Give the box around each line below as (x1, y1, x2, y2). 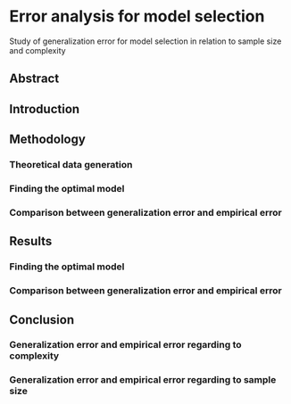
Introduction (9, 101, 80, 117)
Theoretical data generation (9, 159, 133, 171)
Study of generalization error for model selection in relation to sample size (9, 36, 282, 46)
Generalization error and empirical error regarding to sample (9, 374, 277, 386)
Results (9, 234, 53, 249)
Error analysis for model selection (9, 6, 265, 27)
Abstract (9, 71, 60, 87)
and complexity (9, 45, 66, 55)
